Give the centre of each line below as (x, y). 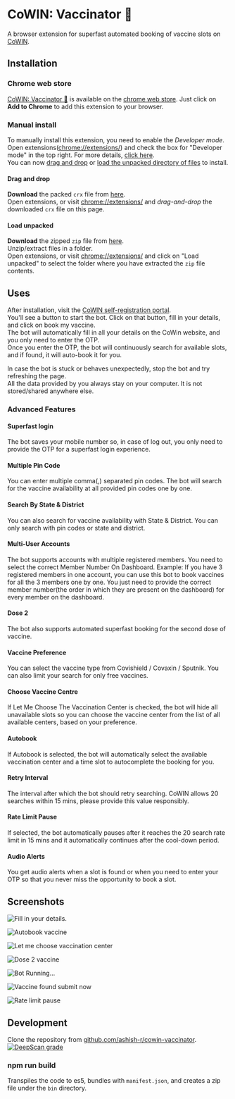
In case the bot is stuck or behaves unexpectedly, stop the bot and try (109, 368)
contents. (21, 271)
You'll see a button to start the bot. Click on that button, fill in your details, (114, 318)
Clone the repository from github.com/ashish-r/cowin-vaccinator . (102, 1039)
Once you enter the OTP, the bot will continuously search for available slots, (117, 347)
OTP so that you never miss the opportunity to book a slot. (92, 879)
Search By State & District (46, 505)
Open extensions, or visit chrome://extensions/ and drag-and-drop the (110, 202)
